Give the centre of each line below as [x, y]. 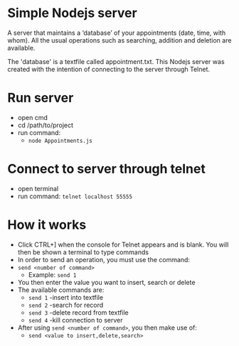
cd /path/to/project [45, 125]
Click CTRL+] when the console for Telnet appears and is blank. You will [123, 244]
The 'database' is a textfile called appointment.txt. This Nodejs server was [116, 61]
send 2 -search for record [66, 305]
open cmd [32, 117]
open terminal [38, 188]
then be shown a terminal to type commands [83, 252]
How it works [47, 225]
